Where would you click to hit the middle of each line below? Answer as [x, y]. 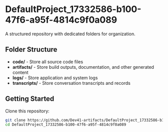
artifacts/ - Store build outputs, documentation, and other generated [83, 67]
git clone [15, 120]
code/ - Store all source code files [48, 62]
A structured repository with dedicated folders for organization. [70, 34]
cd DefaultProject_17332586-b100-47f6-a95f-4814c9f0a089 [66, 125]
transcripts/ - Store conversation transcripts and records [71, 83]
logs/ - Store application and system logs [55, 78]
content [20, 72]
